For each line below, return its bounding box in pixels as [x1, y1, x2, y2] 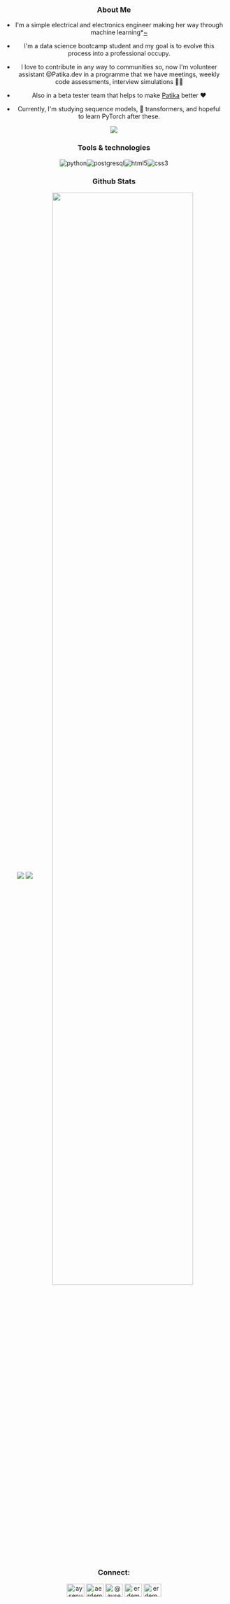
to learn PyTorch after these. [78, 112, 161, 120]
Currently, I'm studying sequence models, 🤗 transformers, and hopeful [17, 105, 221, 113]
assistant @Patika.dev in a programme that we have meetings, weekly [18, 70, 220, 78]
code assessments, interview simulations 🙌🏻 [55, 78, 184, 86]
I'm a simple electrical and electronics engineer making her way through [15, 21, 224, 29]
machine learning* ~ [90, 28, 148, 36]
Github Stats [92, 176, 136, 186]
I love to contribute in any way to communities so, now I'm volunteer [20, 63, 217, 71]
